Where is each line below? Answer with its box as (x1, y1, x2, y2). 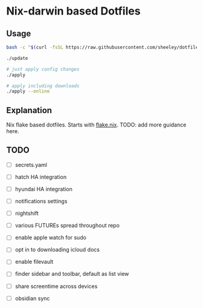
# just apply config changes (6, 66, 80, 72)
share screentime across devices (14, 283, 98, 290)
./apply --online (6, 88, 50, 94)
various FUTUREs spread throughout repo (14, 222, 120, 229)
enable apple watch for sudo (14, 234, 86, 241)
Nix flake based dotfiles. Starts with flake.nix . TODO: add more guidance (6, 121, 187, 128)
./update (6, 55, 28, 61)
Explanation (6, 105, 53, 116)
